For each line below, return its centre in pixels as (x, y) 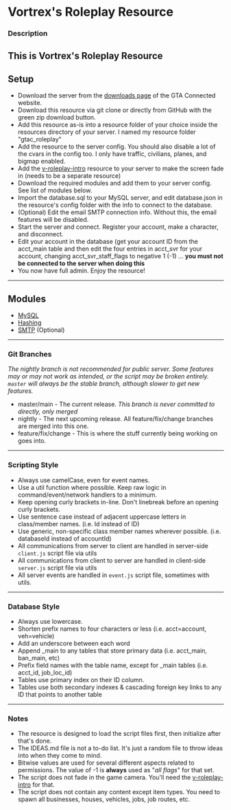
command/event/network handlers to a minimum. (87, 495)
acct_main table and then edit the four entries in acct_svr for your (110, 249)
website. (30, 103)
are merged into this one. (53, 426)
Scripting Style (33, 465)
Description (28, 34)
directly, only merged (48, 412)
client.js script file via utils (57, 553)
